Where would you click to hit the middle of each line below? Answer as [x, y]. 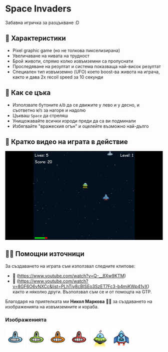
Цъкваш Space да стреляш [40, 115]
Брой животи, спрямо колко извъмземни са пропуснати [73, 61]
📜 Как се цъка [28, 93]
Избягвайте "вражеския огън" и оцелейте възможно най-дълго [80, 126]
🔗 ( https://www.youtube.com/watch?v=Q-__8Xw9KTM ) [69, 275]
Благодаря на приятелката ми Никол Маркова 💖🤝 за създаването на [79, 301]
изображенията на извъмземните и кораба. [52, 306]
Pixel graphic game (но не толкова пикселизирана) [66, 50]
